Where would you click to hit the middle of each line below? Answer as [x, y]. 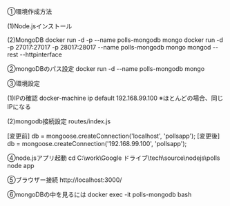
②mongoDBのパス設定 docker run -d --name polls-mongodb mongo [106, 69]
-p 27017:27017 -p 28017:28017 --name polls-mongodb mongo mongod [109, 47]
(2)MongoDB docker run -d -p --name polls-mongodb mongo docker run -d [115, 40]
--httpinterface [41, 54]
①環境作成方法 [30, 11]
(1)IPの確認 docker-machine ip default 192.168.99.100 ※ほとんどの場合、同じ [115, 98]
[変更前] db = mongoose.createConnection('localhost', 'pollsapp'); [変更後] [114, 136]
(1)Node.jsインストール [40, 26]
